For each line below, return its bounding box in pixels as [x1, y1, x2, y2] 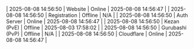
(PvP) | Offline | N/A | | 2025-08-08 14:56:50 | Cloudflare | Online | [6, 30, 168, 37]
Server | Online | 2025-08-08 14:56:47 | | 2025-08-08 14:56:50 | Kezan [6, 18, 179, 24]
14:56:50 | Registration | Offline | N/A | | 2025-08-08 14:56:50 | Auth [22, 12, 188, 19]
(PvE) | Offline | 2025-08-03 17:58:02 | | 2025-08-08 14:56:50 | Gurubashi [6, 24, 187, 31]
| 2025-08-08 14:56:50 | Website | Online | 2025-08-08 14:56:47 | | [6, 6, 170, 12]
